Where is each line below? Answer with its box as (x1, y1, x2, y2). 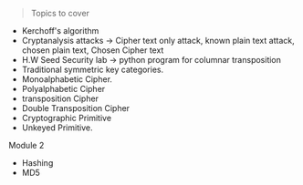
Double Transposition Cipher (21, 103, 130, 113)
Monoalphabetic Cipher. (21, 74, 113, 85)
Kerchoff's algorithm (21, 26, 99, 36)
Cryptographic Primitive (21, 113, 111, 123)
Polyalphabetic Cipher (21, 84, 106, 94)
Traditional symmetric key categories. (21, 64, 164, 75)
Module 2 (8, 140, 45, 150)
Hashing (21, 158, 54, 168)
